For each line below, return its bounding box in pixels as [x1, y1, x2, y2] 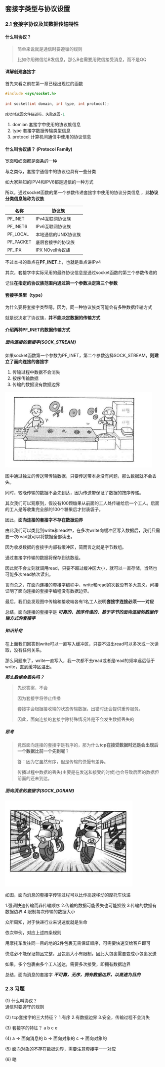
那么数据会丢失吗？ [5, 674, 44, 680]
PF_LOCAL [7, 232, 29, 237]
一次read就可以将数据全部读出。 [9, 534, 75, 540]
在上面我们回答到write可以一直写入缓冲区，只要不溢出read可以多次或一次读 [5, 641, 159, 647]
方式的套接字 [9, 615, 36, 621]
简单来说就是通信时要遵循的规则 [17, 46, 82, 52]
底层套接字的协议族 [35, 239, 75, 245]
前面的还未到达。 [17, 776, 52, 782]
